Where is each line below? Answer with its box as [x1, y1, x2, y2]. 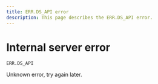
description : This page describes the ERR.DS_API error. [6, 15, 153, 21]
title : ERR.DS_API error [6, 8, 69, 15]
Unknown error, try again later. [6, 71, 82, 79]
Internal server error [6, 40, 111, 54]
